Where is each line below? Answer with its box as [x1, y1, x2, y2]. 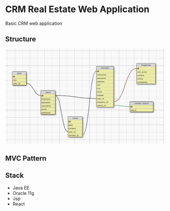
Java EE [12, 185, 29, 191]
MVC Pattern [5, 154, 47, 162]
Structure [5, 35, 36, 44]
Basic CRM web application [5, 20, 62, 26]
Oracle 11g [12, 190, 34, 196]
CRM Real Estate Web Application [5, 4, 150, 15]
